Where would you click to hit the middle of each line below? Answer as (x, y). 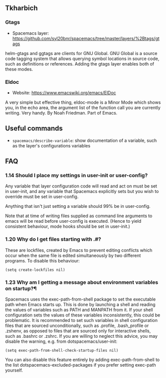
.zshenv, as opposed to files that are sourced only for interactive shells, (78, 331)
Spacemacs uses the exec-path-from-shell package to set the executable (81, 299)
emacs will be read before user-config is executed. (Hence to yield (73, 221)
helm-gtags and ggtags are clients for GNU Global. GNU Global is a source (81, 53)
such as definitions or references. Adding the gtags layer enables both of (80, 63)
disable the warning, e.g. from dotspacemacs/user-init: (61, 341)
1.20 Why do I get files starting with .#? (53, 239)
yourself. (14, 370)
